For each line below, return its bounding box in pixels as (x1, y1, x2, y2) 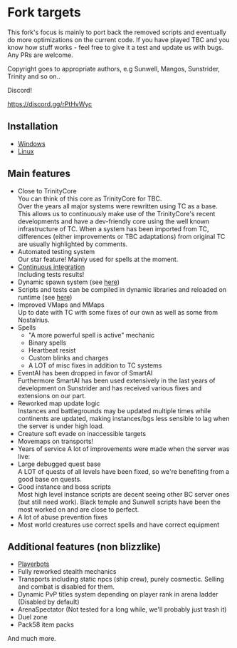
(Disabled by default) (17, 597, 80, 607)
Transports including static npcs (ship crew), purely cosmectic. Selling (17, 575, 224, 584)
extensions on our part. (17, 391, 87, 400)
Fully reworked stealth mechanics (17, 567, 117, 576)
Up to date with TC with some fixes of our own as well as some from (17, 308, 218, 316)
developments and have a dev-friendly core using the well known (17, 217, 210, 226)
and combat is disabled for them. (17, 582, 115, 591)
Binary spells (28, 338, 66, 347)
